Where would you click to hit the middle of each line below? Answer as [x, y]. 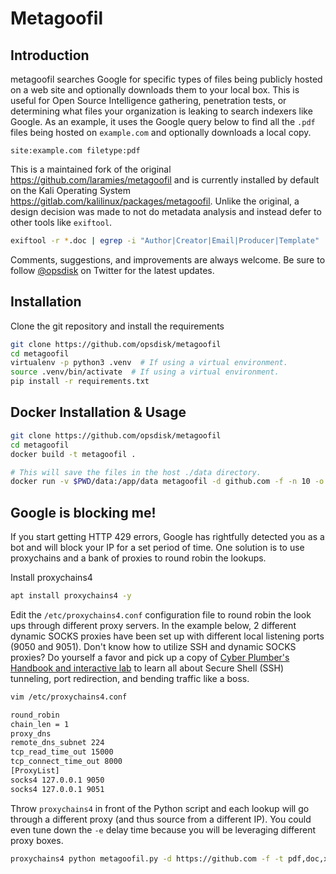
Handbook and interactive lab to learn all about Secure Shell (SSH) [147, 668]
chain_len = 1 [40, 724]
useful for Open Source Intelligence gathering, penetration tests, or [148, 100]
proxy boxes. [37, 840]
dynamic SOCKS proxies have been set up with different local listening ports [167, 636]
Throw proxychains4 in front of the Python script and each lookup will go [160, 808]
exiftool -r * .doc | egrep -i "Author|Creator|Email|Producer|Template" [165, 241]
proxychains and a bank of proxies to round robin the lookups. [138, 558]
